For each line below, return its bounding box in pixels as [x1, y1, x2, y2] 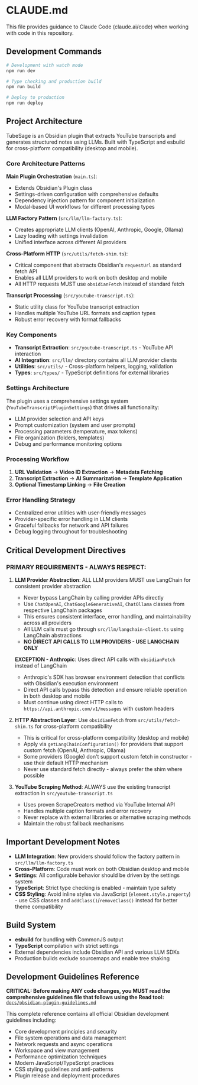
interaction [14, 350, 41, 358]
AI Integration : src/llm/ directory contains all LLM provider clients [14, 357, 177, 364]
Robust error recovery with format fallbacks [14, 316, 121, 323]
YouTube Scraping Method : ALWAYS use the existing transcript [14, 783, 171, 790]
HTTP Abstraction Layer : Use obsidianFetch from [14, 716, 137, 723]
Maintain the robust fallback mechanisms [23, 820, 124, 827]
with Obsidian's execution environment [23, 679, 119, 686]
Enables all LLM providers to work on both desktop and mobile [14, 274, 167, 281]
